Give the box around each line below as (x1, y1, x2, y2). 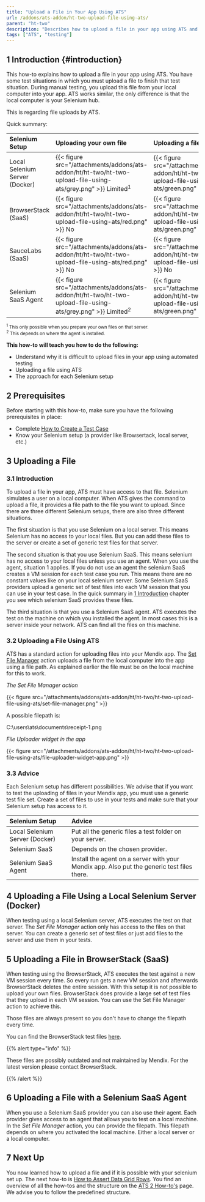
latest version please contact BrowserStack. (6, 1063, 117, 1070)
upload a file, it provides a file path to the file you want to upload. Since (6, 501, 185, 508)
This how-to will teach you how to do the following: (6, 341, 138, 349)
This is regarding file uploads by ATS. (6, 108, 101, 116)
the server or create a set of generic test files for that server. (6, 539, 159, 546)
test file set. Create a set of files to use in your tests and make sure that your (6, 796, 198, 803)
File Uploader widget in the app (6, 735, 86, 743)
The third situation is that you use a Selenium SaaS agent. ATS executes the (6, 608, 196, 615)
